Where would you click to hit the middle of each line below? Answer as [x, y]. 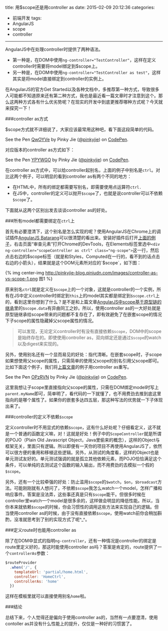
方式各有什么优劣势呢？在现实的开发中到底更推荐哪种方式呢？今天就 [92, 102]
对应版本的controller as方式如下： [40, 150]
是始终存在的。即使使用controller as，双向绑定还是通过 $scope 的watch [89, 338]
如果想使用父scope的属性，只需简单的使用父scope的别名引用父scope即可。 [83, 361]
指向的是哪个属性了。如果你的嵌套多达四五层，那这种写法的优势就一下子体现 [84, 400]
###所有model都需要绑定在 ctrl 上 [40, 221]
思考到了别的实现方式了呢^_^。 [58, 519]
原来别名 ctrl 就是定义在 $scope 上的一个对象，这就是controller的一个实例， [81, 289]
